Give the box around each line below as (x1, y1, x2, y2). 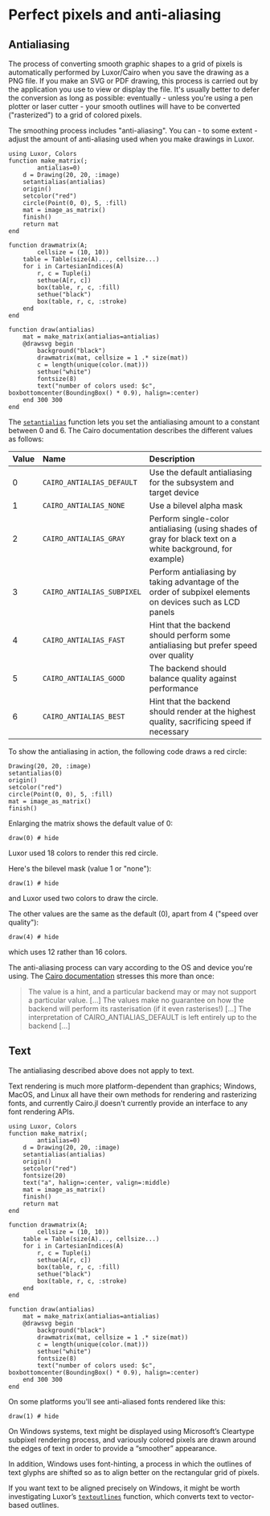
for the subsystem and (149, 477, 235, 488)
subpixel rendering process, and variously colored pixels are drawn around (8, 1435, 257, 1444)
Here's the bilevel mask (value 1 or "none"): (8, 864, 152, 873)
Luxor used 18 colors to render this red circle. (8, 848, 159, 858)
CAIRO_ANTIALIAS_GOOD (43, 674, 125, 682)
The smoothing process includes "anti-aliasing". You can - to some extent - (8, 126, 258, 135)
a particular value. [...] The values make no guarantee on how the (27, 995, 244, 1005)
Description (149, 453, 195, 464)
